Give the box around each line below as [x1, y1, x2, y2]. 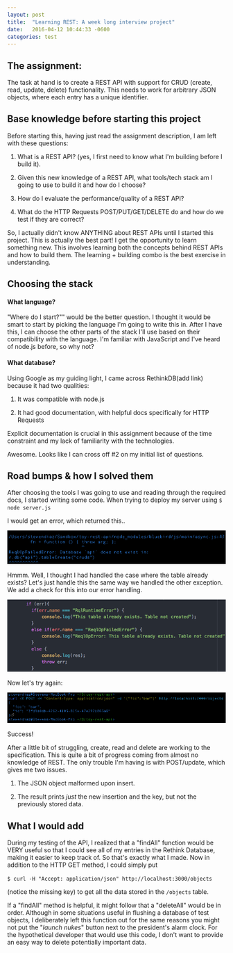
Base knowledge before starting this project [7, 113, 201, 125]
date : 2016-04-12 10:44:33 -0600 [7, 26, 110, 33]
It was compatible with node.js [17, 395, 105, 403]
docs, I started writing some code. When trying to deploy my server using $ [7, 496, 223, 504]
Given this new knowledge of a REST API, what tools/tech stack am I [17, 173, 213, 181]
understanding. [7, 258, 51, 266]
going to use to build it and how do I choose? [17, 181, 146, 189]
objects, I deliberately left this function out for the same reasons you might [7, 916, 220, 924]
